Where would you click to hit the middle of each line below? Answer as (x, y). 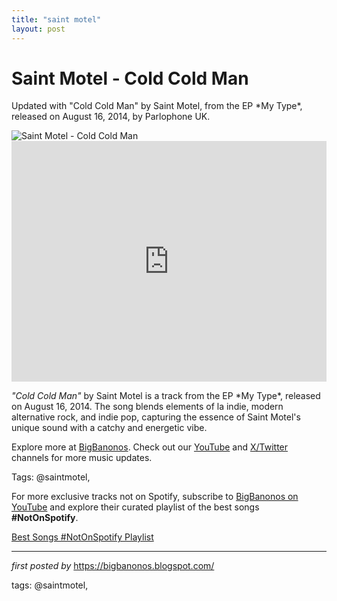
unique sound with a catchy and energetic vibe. (109, 428)
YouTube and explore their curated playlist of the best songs (135, 507)
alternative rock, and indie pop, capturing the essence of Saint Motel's (156, 417)
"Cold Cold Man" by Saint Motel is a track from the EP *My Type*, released (166, 396)
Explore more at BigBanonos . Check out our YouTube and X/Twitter (150, 447)
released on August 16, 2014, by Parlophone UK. (111, 117)
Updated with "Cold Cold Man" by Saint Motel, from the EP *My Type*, (157, 106)
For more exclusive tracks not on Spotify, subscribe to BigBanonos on (155, 497)
